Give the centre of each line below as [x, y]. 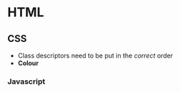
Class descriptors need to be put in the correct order [95, 55]
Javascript [26, 81]
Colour [28, 63]
